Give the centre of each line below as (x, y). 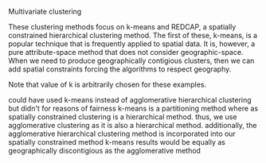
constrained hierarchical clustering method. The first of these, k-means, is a (133, 35)
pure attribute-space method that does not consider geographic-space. (126, 52)
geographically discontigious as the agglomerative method (105, 151)
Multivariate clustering (45, 12)
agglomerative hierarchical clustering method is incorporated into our (122, 134)
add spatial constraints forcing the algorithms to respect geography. (120, 69)
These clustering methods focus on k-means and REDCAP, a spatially (122, 27)
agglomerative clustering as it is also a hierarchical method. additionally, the (133, 125)
